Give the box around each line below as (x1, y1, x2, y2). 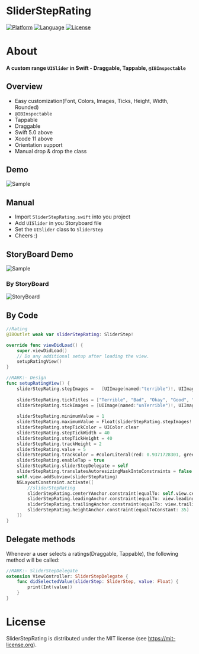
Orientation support (14, 141, 63, 149)
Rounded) (14, 104, 39, 111)
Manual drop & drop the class (14, 147, 87, 154)
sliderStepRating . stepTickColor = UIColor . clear (17, 424, 139, 430)
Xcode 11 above (14, 135, 53, 142)
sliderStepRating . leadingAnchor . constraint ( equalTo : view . (27, 496, 176, 502)
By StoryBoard (6, 279, 49, 288)
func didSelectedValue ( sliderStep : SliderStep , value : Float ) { (17, 579, 179, 585)
